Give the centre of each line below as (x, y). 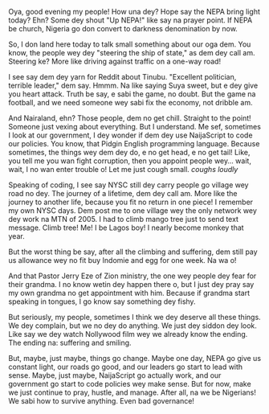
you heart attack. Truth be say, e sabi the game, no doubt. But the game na (132, 94)
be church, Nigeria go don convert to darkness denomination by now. (123, 29)
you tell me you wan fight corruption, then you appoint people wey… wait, (130, 161)
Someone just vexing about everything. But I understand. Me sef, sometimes (134, 127)
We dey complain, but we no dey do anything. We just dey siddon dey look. (132, 326)
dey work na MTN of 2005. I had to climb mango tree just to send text (124, 219)
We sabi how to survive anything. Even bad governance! (102, 401)
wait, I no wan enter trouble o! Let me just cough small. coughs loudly (123, 169)
